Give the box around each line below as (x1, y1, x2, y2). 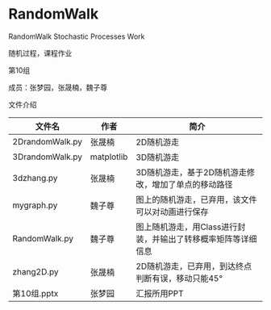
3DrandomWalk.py (12, 151, 83, 162)
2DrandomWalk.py (12, 136, 83, 147)
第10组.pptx (12, 287, 59, 299)
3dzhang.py (12, 172, 58, 183)
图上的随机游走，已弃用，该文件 (135, 194, 257, 205)
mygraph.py (12, 199, 58, 211)
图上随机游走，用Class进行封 (135, 221, 246, 232)
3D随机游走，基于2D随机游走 (135, 166, 248, 178)
